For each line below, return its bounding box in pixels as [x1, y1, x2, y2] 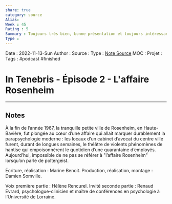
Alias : [5, 17, 19, 22]
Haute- [143, 125, 159, 131]
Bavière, [5, 130, 23, 136]
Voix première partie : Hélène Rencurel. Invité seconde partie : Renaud [5, 182, 154, 189]
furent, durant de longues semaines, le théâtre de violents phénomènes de [5, 141, 163, 147]
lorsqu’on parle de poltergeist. [5, 157, 69, 164]
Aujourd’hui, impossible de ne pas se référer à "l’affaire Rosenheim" [5, 152, 148, 158]
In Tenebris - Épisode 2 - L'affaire [5, 74, 149, 85]
